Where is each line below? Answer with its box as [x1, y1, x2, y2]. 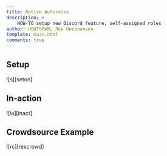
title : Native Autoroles [6, 8, 69, 15]
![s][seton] [6, 75, 33, 83]
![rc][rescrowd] [6, 143, 44, 151]
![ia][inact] [6, 109, 32, 117]
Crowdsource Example [6, 127, 94, 137]
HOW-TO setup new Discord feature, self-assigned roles [17, 20, 162, 26]
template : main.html [6, 32, 59, 38]
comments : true [6, 37, 45, 43]
